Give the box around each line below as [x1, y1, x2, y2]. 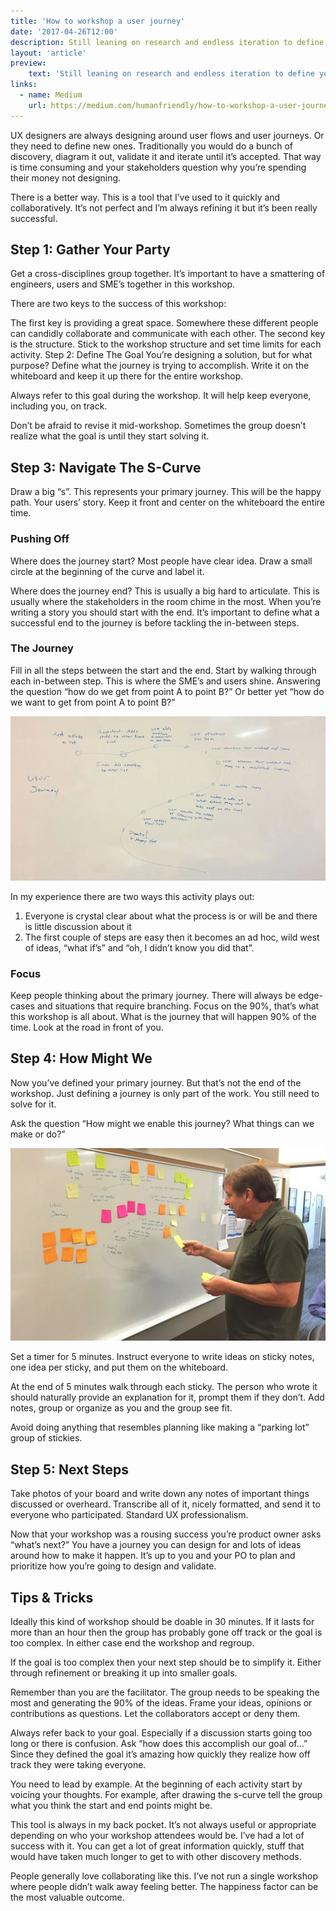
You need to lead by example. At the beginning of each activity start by [10, 1778, 303, 1790]
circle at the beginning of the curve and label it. [10, 565, 205, 577]
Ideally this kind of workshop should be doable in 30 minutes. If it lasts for [10, 1616, 315, 1628]
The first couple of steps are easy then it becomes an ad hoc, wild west [24, 931, 320, 943]
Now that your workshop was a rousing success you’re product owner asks [10, 1528, 322, 1540]
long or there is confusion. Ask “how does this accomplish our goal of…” [10, 1738, 308, 1750]
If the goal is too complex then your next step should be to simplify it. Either [10, 1656, 322, 1669]
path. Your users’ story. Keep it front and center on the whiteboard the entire [10, 496, 325, 509]
